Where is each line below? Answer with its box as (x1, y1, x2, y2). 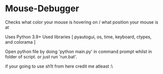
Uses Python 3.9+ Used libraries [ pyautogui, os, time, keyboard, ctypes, (5, 34, 152, 40)
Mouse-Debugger (5, 3, 79, 14)
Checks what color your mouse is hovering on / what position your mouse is (5, 19, 159, 25)
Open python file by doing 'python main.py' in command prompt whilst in (5, 49, 152, 54)
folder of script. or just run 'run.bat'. (5, 53, 77, 59)
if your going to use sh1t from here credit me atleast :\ (5, 63, 113, 69)
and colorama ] (5, 39, 36, 45)
